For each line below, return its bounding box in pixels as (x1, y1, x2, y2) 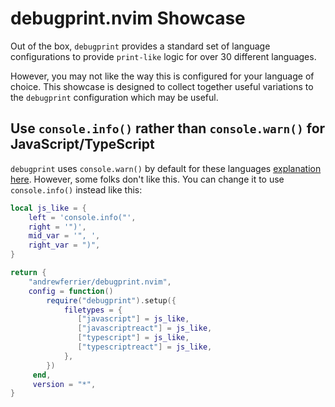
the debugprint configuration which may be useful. (10, 91, 219, 103)
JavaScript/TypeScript (10, 136, 155, 153)
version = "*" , (32, 379, 97, 389)
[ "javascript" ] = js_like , (77, 314, 190, 324)
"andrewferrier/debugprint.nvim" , (28, 277, 172, 287)
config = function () (28, 286, 114, 296)
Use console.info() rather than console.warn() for (10, 120, 326, 137)
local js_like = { (10, 203, 87, 213)
